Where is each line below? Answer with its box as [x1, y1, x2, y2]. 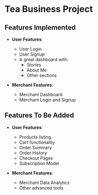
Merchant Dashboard [19, 92, 63, 97]
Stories [26, 62, 42, 67]
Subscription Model [19, 160, 59, 166]
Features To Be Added [4, 111, 74, 120]
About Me [26, 67, 47, 73]
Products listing [19, 134, 51, 140]
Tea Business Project [4, 3, 93, 15]
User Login [19, 46, 42, 52]
